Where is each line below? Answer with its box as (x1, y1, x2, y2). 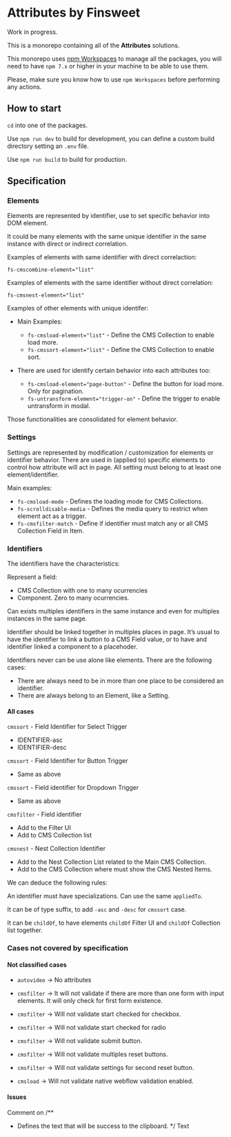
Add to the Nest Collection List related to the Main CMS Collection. (17, 858, 207, 866)
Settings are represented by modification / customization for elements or (7, 448, 214, 456)
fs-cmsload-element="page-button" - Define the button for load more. (27, 380, 224, 388)
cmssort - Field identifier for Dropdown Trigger (7, 784, 139, 792)
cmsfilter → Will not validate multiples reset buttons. (17, 1050, 168, 1059)
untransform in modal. (27, 402, 91, 410)
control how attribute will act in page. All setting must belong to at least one (7, 463, 222, 471)
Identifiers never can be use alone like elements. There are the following (7, 656, 212, 665)
